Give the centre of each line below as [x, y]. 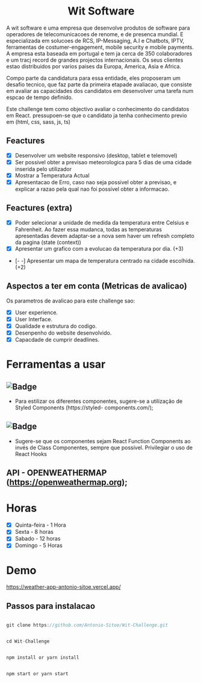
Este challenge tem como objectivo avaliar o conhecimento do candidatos [98, 109]
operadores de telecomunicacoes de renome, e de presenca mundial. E [95, 34]
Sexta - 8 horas [34, 532]
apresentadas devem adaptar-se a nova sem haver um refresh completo [104, 236]
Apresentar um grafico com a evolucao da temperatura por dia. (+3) [99, 248]
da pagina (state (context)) [48, 242]
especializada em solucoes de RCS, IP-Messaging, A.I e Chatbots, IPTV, [95, 40]
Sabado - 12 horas [38, 539]
